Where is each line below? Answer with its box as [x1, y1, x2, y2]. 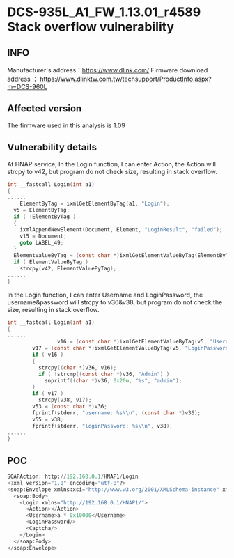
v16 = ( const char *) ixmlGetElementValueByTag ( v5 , [56, 339, 208, 346]
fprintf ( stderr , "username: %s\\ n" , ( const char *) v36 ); [32, 409, 201, 417]
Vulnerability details [7, 141, 97, 153]
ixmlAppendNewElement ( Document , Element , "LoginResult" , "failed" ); [19, 226, 223, 233]
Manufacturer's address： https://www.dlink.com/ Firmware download [7, 66, 208, 74]
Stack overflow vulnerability [7, 19, 175, 35]
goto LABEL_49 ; [19, 239, 64, 246]
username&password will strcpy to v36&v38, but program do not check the [7, 297, 223, 307]
